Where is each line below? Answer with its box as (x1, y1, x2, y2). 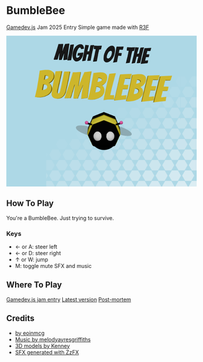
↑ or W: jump (14, 256, 48, 263)
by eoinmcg (14, 329, 45, 337)
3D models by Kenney (14, 342, 71, 349)
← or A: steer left (14, 243, 57, 250)
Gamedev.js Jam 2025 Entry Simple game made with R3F (6, 24, 149, 31)
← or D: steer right (14, 250, 62, 257)
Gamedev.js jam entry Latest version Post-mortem (6, 296, 132, 303)
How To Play (6, 198, 54, 209)
